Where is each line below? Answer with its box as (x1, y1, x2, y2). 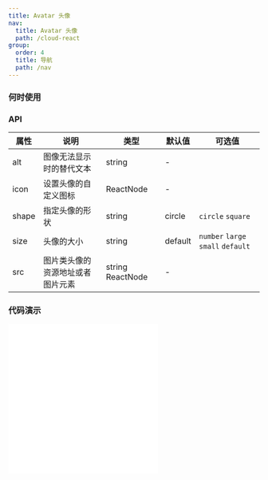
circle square (199, 212, 251, 220)
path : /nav (15, 64, 52, 72)
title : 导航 (15, 57, 53, 65)
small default (199, 241, 251, 251)
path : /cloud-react (15, 34, 81, 42)
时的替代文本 (43, 163, 92, 174)
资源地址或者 (43, 267, 92, 278)
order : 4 (15, 49, 45, 57)
